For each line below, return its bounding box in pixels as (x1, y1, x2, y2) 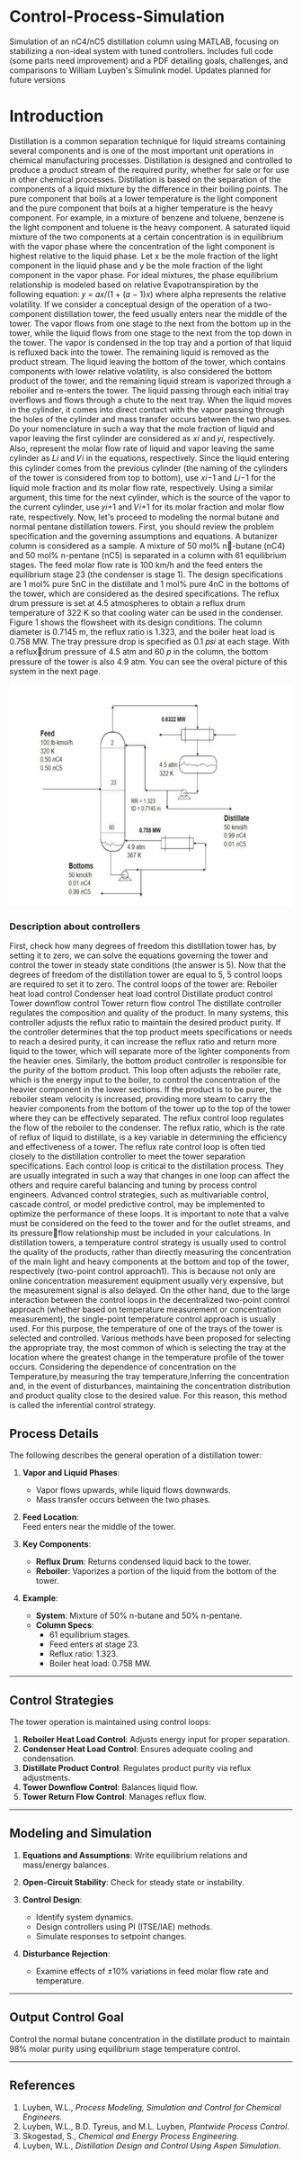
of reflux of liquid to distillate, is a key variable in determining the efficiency (9, 1132, 288, 1143)
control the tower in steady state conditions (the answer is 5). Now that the (9, 960, 286, 971)
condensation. (22, 1753, 76, 1764)
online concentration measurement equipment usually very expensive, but (9, 1276, 284, 1287)
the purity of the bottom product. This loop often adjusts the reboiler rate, (9, 1065, 281, 1076)
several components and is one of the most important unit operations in (9, 145, 274, 156)
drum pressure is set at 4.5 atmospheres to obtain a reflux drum (9, 597, 245, 609)
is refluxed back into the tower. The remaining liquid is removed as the (9, 347, 270, 357)
